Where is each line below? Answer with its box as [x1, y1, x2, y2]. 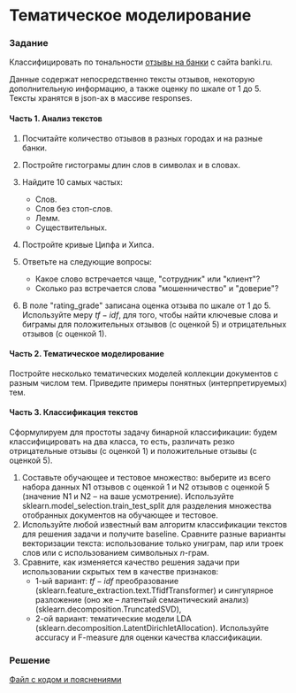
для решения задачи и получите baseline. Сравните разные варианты [21, 528, 286, 540]
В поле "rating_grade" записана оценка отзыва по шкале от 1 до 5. [21, 300, 271, 311]
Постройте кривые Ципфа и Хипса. [21, 239, 155, 250]
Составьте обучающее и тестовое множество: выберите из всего [21, 473, 271, 483]
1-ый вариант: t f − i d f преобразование [34, 576, 179, 587]
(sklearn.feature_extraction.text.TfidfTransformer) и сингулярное [34, 585, 274, 596]
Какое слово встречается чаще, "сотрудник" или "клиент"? [34, 273, 261, 284]
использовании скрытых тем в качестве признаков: [21, 566, 219, 577]
